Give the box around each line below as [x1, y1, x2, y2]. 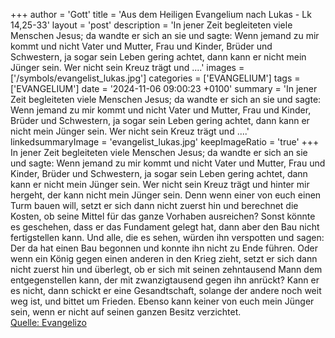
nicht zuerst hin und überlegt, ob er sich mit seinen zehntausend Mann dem [10, 264, 323, 275]
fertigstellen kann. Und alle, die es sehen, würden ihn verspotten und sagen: [10, 232, 325, 243]
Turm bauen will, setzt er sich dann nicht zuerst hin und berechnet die [10, 200, 299, 211]
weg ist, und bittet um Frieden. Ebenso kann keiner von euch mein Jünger [10, 295, 315, 307]
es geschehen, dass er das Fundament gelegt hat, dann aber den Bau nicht [10, 221, 320, 233]
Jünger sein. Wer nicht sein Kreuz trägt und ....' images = [10, 62, 245, 73]
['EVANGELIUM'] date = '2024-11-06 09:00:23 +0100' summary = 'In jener [10, 83, 318, 94]
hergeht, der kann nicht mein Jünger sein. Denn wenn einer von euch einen [10, 189, 322, 201]
